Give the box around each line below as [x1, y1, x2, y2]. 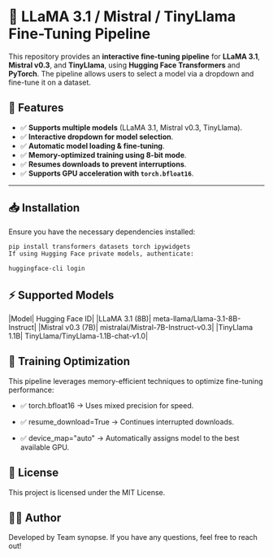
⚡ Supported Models [8, 288, 115, 302]
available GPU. [19, 442, 70, 452]
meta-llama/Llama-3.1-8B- [153, 314, 241, 324]
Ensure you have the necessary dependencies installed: [8, 227, 196, 237]
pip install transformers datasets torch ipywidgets [8, 242, 191, 250]
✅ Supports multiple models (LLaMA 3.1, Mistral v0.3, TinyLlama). [19, 122, 243, 133]
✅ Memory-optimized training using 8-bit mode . [19, 150, 187, 159]
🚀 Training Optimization [8, 355, 131, 368]
